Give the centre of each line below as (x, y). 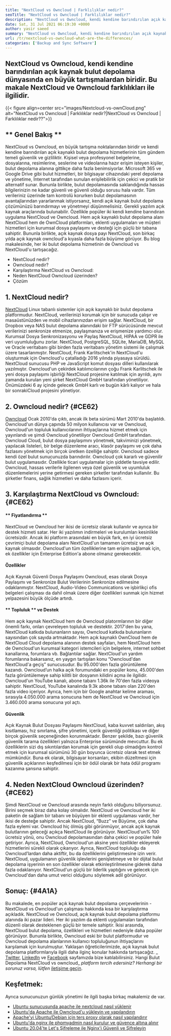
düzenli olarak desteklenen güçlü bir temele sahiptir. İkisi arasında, (75, 925)
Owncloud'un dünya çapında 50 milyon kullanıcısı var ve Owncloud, (76, 424)
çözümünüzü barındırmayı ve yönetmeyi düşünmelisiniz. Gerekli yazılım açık (85, 206)
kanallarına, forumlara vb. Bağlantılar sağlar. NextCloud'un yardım (74, 654)
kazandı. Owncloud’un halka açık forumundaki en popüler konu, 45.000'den (85, 670)
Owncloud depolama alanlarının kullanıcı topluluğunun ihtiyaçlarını (75, 941)
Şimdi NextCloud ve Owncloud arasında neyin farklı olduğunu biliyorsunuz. (83, 805)
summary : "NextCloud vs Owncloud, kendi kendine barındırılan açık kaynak (86, 34)
